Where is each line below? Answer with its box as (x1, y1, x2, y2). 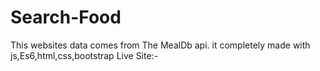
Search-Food (10, 6, 122, 29)
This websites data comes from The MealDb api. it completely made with (10, 39, 311, 51)
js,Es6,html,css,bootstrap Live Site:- (10, 49, 159, 61)
